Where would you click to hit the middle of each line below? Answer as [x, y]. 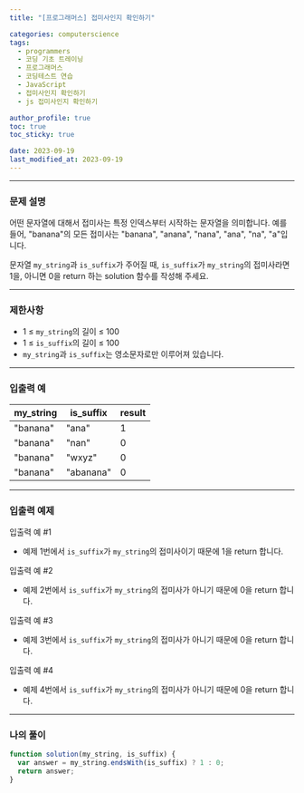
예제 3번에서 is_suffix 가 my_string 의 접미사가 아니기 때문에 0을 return [150, 640]
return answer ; [46, 771]
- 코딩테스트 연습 [46, 77]
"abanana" [89, 472]
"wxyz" [82, 457]
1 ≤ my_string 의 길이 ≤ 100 [71, 332]
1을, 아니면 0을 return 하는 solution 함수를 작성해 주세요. [109, 276]
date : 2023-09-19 [42, 151]
